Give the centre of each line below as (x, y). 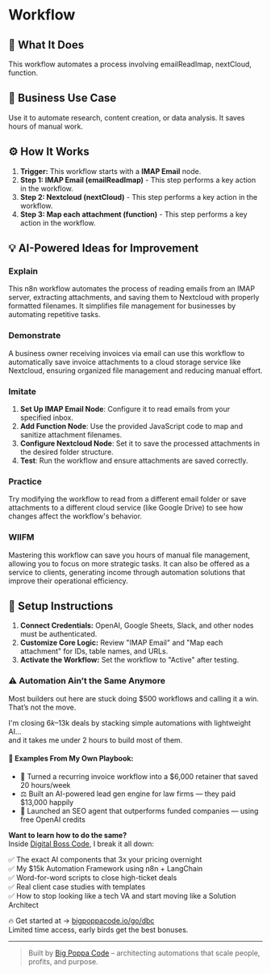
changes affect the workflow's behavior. (75, 516)
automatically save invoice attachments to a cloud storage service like (125, 362)
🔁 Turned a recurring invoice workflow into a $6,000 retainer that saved (139, 776)
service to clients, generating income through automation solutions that (127, 572)
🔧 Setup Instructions (61, 606)
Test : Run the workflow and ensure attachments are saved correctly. (134, 460)
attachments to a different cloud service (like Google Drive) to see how (126, 508)
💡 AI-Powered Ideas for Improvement (104, 248)
